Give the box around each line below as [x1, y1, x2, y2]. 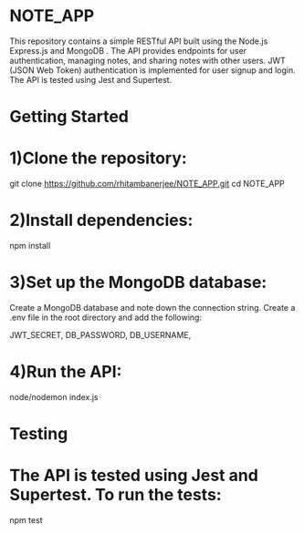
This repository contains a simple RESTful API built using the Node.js [9, 36, 268, 46]
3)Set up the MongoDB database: [9, 272, 267, 293]
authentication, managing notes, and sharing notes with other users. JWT [9, 55, 286, 66]
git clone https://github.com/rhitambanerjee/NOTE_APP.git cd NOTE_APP [9, 179, 285, 190]
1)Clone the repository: [9, 148, 187, 169]
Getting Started [9, 107, 130, 128]
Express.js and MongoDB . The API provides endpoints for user [9, 45, 247, 56]
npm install [9, 241, 51, 251]
